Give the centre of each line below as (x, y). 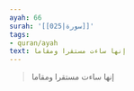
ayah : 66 (26, 18)
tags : (19, 34)
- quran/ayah (34, 43)
